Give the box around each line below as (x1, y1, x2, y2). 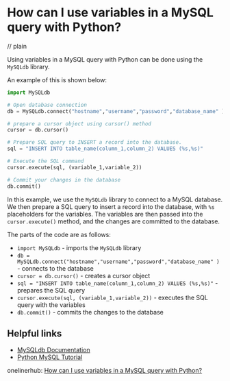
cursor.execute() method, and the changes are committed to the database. (7, 217, 220, 225)
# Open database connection (7, 101, 88, 108)
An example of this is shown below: (7, 75, 107, 84)
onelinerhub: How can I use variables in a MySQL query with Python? (7, 367, 203, 375)
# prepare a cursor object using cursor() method (7, 120, 152, 127)
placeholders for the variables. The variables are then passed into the (7, 210, 203, 218)
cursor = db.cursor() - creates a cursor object (16, 271, 151, 280)
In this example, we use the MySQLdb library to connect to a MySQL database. (7, 195, 223, 204)
